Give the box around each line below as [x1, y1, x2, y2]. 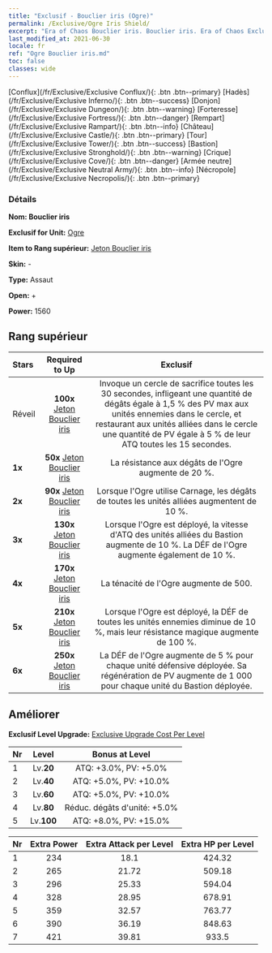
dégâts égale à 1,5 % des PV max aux [104, 398, 249, 409]
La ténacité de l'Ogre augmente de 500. [100, 577, 253, 589]
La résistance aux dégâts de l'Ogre [110, 456, 243, 468]
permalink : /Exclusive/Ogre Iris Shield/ [8, 19, 151, 28]
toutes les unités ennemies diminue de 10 [96, 616, 257, 627]
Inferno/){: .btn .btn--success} [88, 95, 190, 106]
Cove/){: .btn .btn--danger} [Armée [88, 156, 206, 166]
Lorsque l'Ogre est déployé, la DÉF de [104, 606, 249, 617]
